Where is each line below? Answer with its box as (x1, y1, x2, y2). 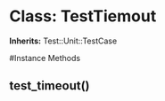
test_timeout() (9, 78, 90, 94)
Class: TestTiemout (9, 6, 157, 27)
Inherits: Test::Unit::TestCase (9, 35, 118, 46)
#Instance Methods (9, 52, 81, 63)
